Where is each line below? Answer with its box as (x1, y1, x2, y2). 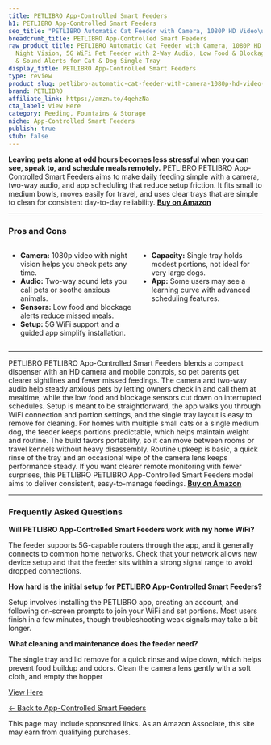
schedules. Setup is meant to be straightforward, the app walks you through (8, 401, 261, 411)
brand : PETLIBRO (8, 87, 63, 95)
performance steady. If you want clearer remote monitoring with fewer (8, 461, 242, 471)
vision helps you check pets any (19, 259, 127, 269)
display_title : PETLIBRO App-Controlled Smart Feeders (8, 65, 197, 73)
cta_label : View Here (8, 102, 81, 110)
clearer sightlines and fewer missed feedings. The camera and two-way (8, 375, 248, 385)
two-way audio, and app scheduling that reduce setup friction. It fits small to (8, 180, 262, 190)
